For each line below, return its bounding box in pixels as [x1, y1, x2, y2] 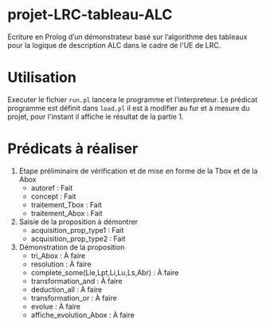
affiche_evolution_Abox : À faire [30, 309, 135, 320]
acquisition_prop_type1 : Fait [30, 225, 124, 234]
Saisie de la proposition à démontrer [18, 217, 139, 227]
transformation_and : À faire [30, 276, 123, 286]
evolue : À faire [30, 301, 81, 311]
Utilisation [7, 69, 76, 87]
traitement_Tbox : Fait [30, 199, 103, 209]
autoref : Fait [30, 183, 73, 192]
